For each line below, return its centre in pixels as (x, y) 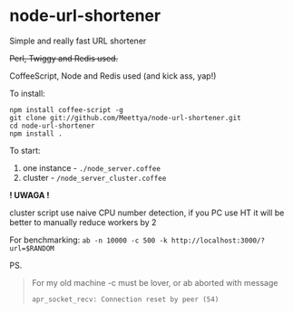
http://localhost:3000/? (218, 241)
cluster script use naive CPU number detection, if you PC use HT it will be (147, 213)
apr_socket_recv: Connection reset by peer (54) (125, 299)
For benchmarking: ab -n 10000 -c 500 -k (88, 240)
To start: (25, 150)
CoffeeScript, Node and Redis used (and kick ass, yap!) (113, 76)
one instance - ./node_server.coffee (92, 167)
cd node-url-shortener (52, 126)
